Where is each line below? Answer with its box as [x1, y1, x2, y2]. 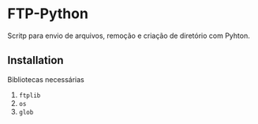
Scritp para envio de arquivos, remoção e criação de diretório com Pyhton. [7, 31, 250, 40]
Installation [7, 54, 64, 67]
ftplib [18, 92, 41, 100]
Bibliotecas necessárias [7, 74, 84, 84]
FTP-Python [7, 5, 88, 23]
